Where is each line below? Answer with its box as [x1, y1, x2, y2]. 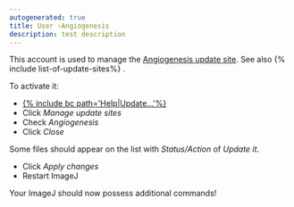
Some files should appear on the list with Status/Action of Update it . [9, 144, 260, 154]
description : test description [9, 29, 126, 38]
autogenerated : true [9, 12, 87, 22]
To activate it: [9, 81, 60, 92]
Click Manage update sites [21, 108, 122, 119]
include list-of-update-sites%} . [9, 63, 126, 74]
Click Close [21, 127, 64, 137]
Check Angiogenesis [21, 117, 99, 128]
